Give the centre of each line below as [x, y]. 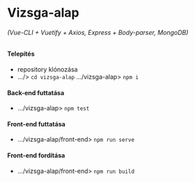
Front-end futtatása [37, 124]
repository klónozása [47, 69]
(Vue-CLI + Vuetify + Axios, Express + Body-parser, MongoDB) [98, 32]
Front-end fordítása [36, 155]
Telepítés [21, 54]
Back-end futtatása [36, 92]
